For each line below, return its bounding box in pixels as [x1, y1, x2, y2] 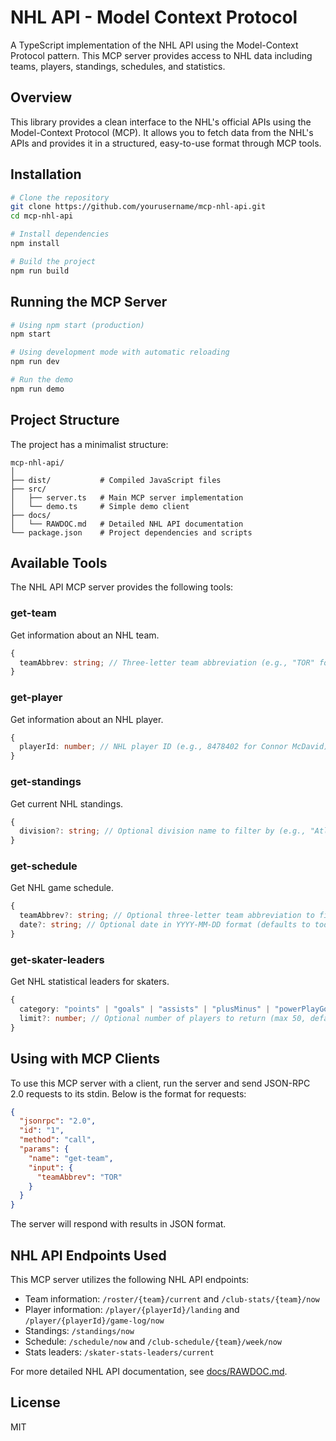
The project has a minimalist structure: [10, 438, 169, 450]
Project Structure [10, 412, 120, 429]
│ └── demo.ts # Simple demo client [10, 501, 190, 511]
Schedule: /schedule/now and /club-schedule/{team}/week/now [24, 1335, 283, 1347]
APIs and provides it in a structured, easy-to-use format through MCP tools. [10, 137, 322, 149]
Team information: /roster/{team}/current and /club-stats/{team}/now [24, 1292, 320, 1305]
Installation [10, 166, 82, 183]
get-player [10, 691, 63, 705]
